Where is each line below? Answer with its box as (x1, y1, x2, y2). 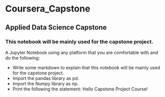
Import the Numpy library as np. (12, 80, 79, 86)
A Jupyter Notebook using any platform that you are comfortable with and (5, 49, 158, 55)
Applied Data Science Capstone (5, 23, 107, 32)
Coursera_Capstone (5, 3, 91, 15)
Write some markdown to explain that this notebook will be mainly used (12, 64, 160, 70)
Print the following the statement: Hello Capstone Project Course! (12, 86, 148, 92)
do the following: (5, 55, 40, 61)
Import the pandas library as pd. (12, 75, 79, 81)
